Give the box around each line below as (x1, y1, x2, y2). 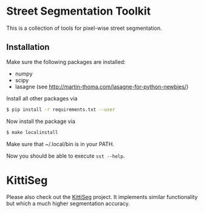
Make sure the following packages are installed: (6, 58, 126, 65)
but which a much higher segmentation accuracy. (6, 200, 131, 208)
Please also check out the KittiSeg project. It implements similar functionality (6, 194, 198, 201)
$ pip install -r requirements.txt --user (6, 106, 115, 113)
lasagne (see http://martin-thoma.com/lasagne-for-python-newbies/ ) (15, 83, 189, 90)
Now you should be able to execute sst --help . (6, 152, 125, 159)
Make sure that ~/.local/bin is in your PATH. (6, 140, 114, 147)
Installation (6, 42, 50, 52)
